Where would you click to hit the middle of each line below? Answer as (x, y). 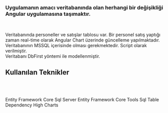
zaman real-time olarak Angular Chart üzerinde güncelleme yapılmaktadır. (83, 40)
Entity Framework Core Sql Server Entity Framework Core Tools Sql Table (82, 100)
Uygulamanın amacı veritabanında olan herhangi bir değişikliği (84, 8)
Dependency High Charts (32, 105)
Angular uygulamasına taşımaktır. (48, 14)
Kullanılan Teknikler (37, 72)
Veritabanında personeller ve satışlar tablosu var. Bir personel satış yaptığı (83, 35)
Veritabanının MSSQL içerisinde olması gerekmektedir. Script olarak (76, 46)
